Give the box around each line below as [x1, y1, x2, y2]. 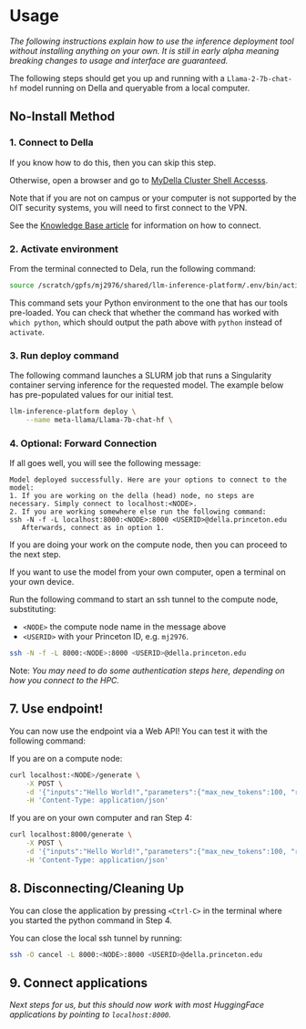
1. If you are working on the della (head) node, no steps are [9, 492, 255, 501]
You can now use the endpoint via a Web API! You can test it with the [9, 725, 269, 736]
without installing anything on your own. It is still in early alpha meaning [9, 45, 280, 56]
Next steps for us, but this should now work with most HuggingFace [9, 1000, 265, 1011]
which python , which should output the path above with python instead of [9, 317, 282, 327]
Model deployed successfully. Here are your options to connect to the [9, 475, 287, 484]
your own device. [9, 577, 75, 587]
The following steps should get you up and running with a [9, 72, 225, 83]
